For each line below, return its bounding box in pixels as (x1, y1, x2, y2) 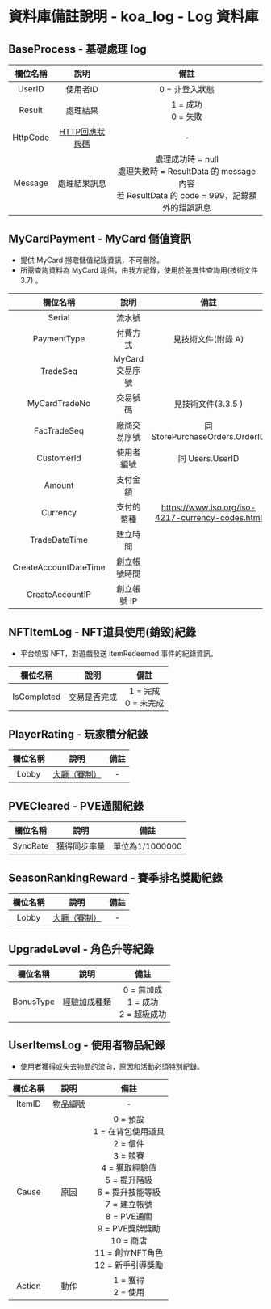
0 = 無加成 (123, 984, 163, 995)
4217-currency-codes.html (154, 511, 263, 523)
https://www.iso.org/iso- (161, 502, 256, 513)
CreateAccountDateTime (12, 561, 106, 573)
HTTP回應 (59, 126, 98, 138)
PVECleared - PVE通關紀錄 (8, 799, 144, 813)
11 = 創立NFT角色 (94, 1247, 164, 1258)
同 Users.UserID (177, 452, 240, 464)
